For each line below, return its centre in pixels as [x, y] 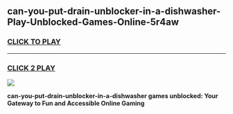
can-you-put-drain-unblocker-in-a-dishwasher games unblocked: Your [113, 95]
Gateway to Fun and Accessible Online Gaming [76, 103]
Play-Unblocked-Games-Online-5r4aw [93, 22]
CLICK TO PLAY [34, 42]
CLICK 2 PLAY [31, 68]
